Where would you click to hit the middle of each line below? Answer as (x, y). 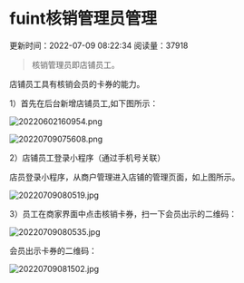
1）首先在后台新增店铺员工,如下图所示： (84, 103)
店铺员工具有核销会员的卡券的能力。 (77, 83)
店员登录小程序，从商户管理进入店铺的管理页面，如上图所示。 (125, 177)
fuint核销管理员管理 (83, 19)
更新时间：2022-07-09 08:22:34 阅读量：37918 (99, 45)
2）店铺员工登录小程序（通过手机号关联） (88, 157)
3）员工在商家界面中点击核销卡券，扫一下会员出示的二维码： (123, 213)
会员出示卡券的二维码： (53, 250)
